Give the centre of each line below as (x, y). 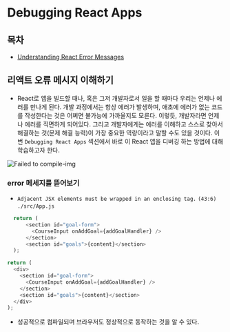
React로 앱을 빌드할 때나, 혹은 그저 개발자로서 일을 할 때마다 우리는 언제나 (116, 98)
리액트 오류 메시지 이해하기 (60, 80)
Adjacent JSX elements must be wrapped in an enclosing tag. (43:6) (117, 199)
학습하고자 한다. (38, 150)
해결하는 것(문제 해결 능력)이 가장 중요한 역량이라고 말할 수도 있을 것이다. (115, 133)
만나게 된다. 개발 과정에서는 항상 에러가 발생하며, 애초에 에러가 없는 (120, 107)
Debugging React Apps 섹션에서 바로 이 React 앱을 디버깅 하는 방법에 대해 (124, 141)
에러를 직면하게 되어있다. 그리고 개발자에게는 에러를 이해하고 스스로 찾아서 (124, 124)
